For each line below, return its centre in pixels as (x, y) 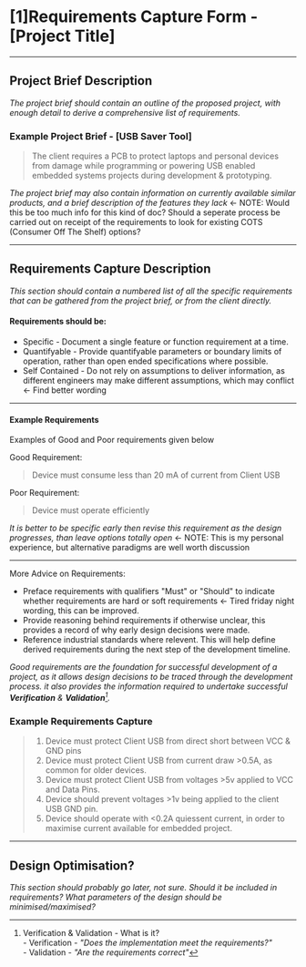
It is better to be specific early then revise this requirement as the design (146, 528)
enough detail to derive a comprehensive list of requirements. (125, 112)
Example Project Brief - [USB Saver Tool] (101, 136)
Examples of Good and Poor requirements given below (112, 440)
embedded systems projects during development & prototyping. (152, 176)
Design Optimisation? (72, 865)
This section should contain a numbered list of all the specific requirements (151, 291)
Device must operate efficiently (91, 510)
